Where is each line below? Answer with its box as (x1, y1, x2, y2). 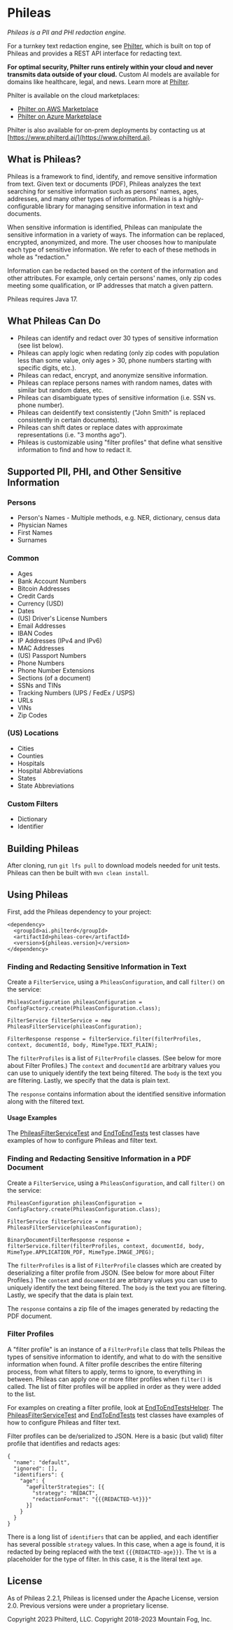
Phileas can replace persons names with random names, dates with (17, 378, 213, 387)
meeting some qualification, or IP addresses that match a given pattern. (7, 281, 213, 289)
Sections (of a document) (17, 673, 91, 682)
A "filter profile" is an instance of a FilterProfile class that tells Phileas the (7, 1345, 225, 1353)
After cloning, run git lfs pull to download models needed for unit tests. (7, 861, 220, 870)
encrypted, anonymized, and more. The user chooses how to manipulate (7, 238, 217, 246)
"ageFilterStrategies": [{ (25, 1484, 105, 1491)
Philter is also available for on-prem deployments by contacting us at (7, 125, 206, 134)
